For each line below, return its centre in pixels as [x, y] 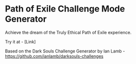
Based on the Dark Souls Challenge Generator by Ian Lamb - [65, 51]
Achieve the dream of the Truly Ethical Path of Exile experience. [68, 32]
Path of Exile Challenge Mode [65, 9]
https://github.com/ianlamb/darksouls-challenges [54, 56]
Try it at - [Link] [20, 41]
